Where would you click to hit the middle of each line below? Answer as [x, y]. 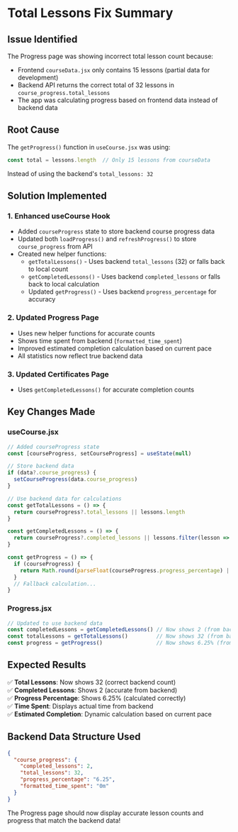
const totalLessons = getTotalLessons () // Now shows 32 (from [115, 636]
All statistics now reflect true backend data [80, 355]
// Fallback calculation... [55, 584]
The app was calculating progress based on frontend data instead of [118, 100]
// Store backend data [41, 466]
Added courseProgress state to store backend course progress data [116, 231]
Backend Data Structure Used [74, 737]
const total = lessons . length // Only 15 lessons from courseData [109, 160]
